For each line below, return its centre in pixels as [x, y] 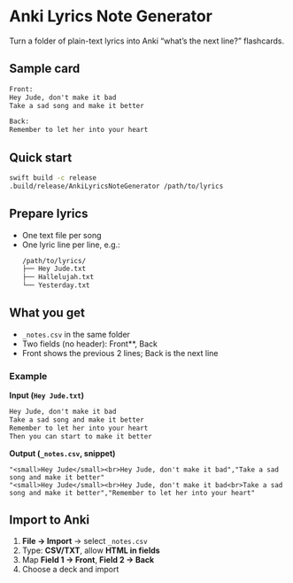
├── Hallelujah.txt [58, 277]
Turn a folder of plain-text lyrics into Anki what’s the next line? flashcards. [147, 41]
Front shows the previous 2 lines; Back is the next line [120, 353]
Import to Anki [50, 520]
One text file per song [62, 235]
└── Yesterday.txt [56, 285]
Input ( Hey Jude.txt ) [47, 395]
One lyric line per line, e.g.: [71, 245]
